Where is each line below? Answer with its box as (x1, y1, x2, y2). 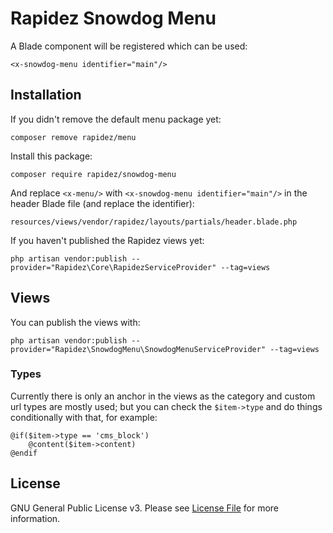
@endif (10, 448, 38, 458)
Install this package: (10, 150, 93, 162)
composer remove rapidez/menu (10, 132, 137, 142)
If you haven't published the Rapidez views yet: (10, 234, 205, 246)
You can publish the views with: (10, 316, 141, 328)
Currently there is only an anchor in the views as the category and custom (10, 390, 316, 402)
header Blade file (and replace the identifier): (10, 197, 195, 209)
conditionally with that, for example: (10, 411, 158, 423)
